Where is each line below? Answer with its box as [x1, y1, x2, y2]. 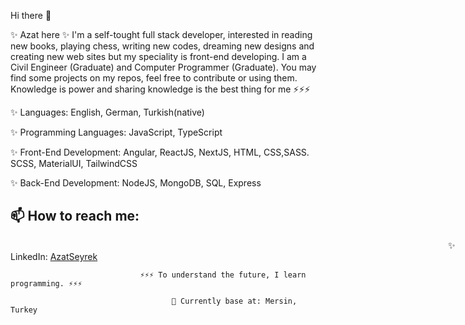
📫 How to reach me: [10, 208, 140, 225]
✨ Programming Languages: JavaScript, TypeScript [10, 126, 223, 138]
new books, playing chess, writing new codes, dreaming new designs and [10, 40, 315, 52]
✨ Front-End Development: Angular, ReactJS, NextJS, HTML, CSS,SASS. [10, 146, 310, 158]
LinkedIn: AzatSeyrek [10, 250, 98, 262]
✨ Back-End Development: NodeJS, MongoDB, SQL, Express [10, 177, 262, 189]
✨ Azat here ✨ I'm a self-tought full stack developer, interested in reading [10, 29, 313, 40]
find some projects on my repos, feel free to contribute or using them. [10, 72, 298, 84]
